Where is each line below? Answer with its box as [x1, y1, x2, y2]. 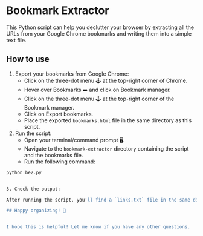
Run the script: [14, 129, 52, 137]
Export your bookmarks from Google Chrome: [14, 70, 129, 77]
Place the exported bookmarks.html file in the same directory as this [24, 116, 192, 124]
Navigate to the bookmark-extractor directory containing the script [24, 145, 189, 152]
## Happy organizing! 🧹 [6, 208, 66, 214]
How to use [6, 54, 50, 64]
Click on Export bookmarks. [24, 110, 94, 117]
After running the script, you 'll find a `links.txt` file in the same [6, 197, 190, 203]
